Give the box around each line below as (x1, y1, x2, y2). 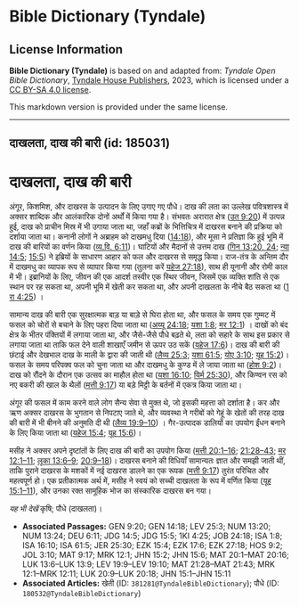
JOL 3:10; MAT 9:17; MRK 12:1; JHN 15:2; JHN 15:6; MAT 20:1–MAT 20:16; (21, 550, 289, 561)
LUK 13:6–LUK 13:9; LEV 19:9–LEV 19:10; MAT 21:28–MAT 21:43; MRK (21, 559, 276, 570)
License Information (9, 42, 123, 57)
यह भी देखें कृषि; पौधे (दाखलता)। (9, 504, 103, 514)
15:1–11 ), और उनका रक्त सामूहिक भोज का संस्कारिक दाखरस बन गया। (9, 486, 212, 496)
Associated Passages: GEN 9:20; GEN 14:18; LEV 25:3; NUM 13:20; (21, 521, 271, 532)
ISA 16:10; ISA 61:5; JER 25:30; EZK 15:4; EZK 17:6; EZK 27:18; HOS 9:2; (21, 540, 283, 551)
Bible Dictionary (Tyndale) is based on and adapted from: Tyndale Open (9, 65, 276, 76)
